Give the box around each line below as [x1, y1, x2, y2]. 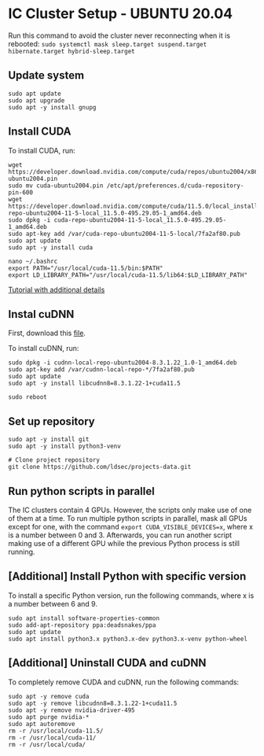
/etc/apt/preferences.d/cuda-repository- [106, 182, 244, 190]
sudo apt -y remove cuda [8, 692, 90, 700]
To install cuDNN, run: [8, 344, 79, 353]
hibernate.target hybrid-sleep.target [8, 47, 135, 55]
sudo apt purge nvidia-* [8, 713, 90, 721]
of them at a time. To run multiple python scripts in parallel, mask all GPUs [8, 514, 247, 523]
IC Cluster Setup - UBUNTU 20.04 [8, 5, 233, 23]
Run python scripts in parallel [8, 485, 155, 498]
